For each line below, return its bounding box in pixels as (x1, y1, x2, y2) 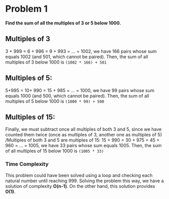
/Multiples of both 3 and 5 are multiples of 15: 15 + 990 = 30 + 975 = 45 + (5, 137, 160, 143)
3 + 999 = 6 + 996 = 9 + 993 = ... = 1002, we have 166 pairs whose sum (5, 48, 157, 54)
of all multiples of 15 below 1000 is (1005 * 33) (5, 148, 104, 154)
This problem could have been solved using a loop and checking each (5, 172, 153, 178)
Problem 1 (5, 3, 48, 15)
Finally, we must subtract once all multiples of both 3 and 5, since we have (5, 126, 162, 132)
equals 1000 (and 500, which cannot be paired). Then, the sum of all (5, 93, 150, 99)
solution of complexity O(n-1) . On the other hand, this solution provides (5, 183, 155, 189)
